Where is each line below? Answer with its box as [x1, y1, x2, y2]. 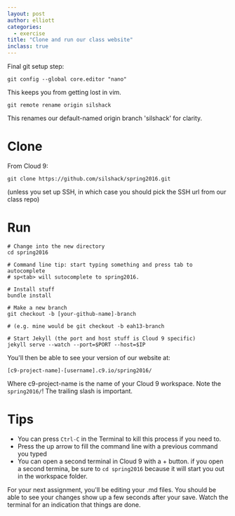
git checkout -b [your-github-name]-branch [7, 310, 137, 317]
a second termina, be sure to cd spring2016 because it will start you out [17, 464, 224, 472]
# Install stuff [7, 286, 55, 293]
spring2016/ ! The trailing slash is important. [7, 387, 133, 395]
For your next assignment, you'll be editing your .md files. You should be [7, 485, 217, 494]
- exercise [13, 29, 46, 37]
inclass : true [7, 43, 49, 50]
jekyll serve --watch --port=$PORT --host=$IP [7, 341, 146, 348]
